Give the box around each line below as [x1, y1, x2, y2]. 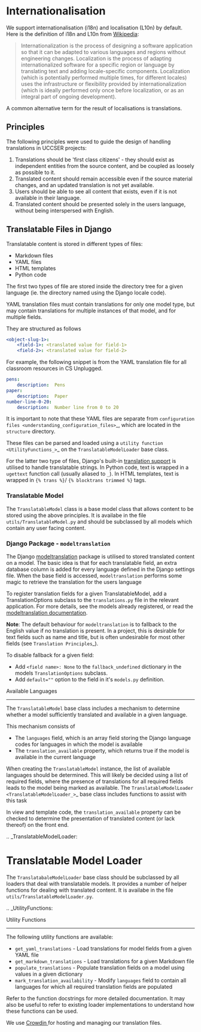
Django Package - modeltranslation [6, 539, 111, 547]
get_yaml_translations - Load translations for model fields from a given [14, 944, 192, 952]
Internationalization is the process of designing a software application [20, 42, 193, 49]
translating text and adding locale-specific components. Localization [20, 67, 190, 74]
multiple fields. [6, 313, 43, 320]
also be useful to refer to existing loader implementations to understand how [6, 1001, 194, 1008]
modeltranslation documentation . [6, 609, 88, 616]
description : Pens [17, 382, 66, 388]
